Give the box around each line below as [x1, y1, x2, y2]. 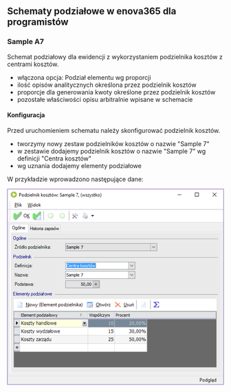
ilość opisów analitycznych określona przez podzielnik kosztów [16, 81, 197, 89]
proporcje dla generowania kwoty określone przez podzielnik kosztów [16, 87, 216, 96]
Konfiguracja [7, 111, 45, 119]
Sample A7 [7, 37, 45, 47]
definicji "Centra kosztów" [16, 154, 91, 163]
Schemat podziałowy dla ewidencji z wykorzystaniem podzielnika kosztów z [7, 52, 223, 61]
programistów [7, 17, 69, 28]
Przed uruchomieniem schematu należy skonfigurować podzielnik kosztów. [7, 126, 221, 134]
